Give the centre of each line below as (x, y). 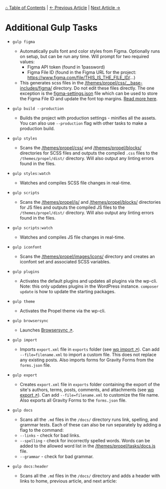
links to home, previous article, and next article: (68, 481)
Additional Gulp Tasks (51, 28)
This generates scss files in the (52, 82)
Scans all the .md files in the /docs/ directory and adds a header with (90, 476)
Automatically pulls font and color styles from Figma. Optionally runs (90, 51)
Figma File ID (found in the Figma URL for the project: (82, 72)
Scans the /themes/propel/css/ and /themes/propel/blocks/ (81, 148)
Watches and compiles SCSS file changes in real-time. (76, 183)
